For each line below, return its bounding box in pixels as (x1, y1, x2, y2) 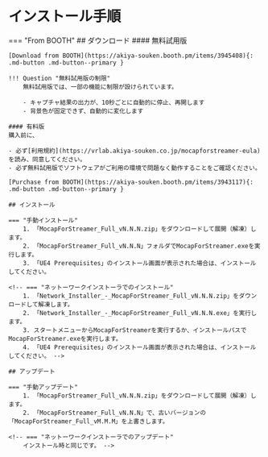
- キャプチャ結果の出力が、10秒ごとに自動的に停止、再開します (23, 98, 205, 106)
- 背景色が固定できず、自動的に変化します (23, 106, 144, 115)
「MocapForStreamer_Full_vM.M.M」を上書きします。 (8, 417, 169, 426)
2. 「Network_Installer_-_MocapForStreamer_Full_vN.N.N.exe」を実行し (23, 309, 258, 317)
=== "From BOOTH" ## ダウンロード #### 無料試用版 (8, 35, 188, 45)
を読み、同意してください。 (8, 155, 86, 164)
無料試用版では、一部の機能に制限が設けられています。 (23, 82, 179, 91)
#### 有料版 (8, 123, 45, 131)
